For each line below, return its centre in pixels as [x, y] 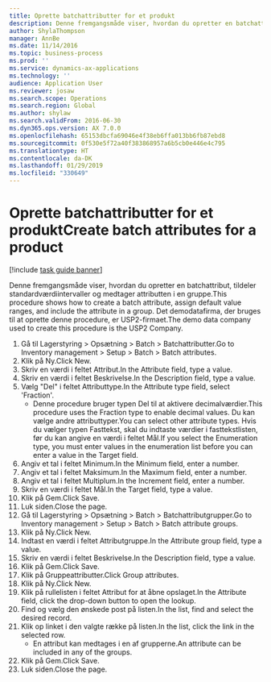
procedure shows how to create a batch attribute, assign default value [125, 302]
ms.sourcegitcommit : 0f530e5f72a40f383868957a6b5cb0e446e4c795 [117, 143]
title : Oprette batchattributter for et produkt [92, 16]
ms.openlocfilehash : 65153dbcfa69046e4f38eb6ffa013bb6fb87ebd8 [117, 135]
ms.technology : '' [40, 76]
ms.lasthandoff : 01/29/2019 [56, 166]
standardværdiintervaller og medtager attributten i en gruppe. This [118, 293]
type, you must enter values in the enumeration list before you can [143, 446]
